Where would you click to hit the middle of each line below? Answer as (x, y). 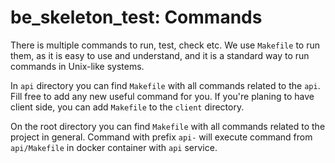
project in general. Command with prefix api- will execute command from (161, 137)
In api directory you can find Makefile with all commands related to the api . (165, 85)
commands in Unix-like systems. (77, 66)
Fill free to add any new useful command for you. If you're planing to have (162, 96)
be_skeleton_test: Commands (136, 17)
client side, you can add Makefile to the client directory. (127, 107)
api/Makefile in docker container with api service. (114, 147)
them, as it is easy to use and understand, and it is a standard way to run (160, 55)
